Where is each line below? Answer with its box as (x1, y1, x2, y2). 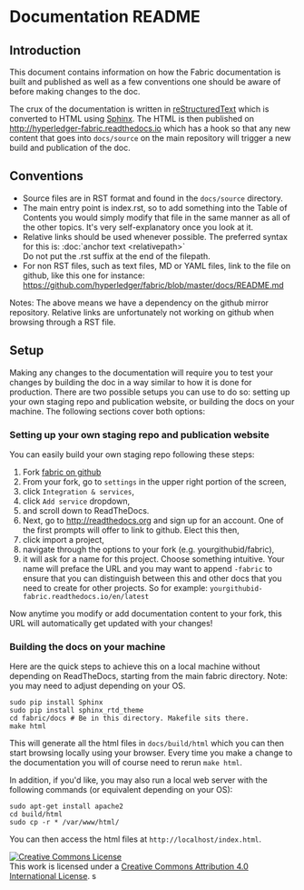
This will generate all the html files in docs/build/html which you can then (9, 738, 284, 749)
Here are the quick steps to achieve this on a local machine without (9, 661, 260, 672)
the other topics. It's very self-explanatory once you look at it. (22, 221, 254, 233)
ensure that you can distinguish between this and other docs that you (22, 573, 283, 584)
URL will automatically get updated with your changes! (9, 617, 213, 628)
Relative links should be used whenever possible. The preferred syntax (22, 231, 289, 242)
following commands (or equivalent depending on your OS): (9, 785, 233, 795)
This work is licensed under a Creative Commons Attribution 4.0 (9, 861, 250, 872)
